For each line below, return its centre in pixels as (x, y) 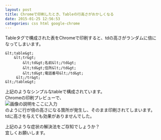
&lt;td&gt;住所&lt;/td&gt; (50, 68)
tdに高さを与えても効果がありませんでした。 (50, 116)
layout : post (18, 10)
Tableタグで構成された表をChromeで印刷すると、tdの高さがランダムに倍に (81, 38)
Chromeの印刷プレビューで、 (34, 98)
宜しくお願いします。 (27, 133)
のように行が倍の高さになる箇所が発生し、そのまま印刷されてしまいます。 (80, 110)
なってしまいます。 (24, 44)
